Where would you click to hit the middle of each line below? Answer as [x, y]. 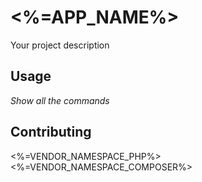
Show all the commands [60, 100]
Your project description [60, 45]
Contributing [51, 132]
